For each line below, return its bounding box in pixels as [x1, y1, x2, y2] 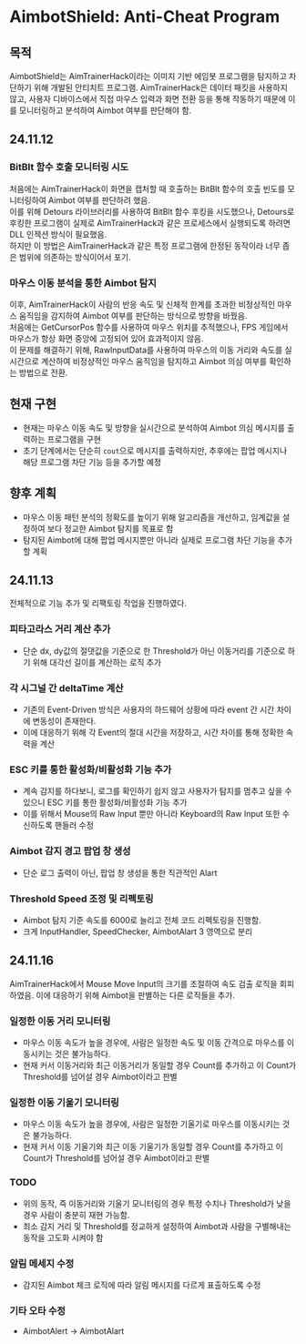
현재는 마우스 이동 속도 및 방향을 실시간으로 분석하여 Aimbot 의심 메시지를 [22, 422, 285, 433]
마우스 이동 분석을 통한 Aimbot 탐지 [9, 276, 157, 289]
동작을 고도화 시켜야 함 [22, 1232, 104, 1243]
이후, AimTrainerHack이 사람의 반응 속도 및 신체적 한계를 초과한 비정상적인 [9, 299, 276, 310]
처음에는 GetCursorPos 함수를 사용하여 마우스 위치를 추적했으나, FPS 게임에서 [9, 321, 289, 332]
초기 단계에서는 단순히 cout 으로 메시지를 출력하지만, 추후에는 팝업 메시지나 [22, 444, 288, 456]
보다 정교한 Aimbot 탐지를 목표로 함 [46, 523, 174, 534]
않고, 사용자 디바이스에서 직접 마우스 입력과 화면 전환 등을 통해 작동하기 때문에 [9, 94, 287, 104]
